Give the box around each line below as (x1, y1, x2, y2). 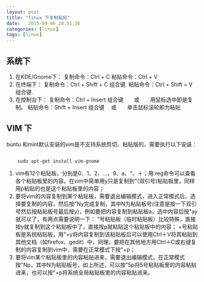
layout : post (6, 9, 40, 15)
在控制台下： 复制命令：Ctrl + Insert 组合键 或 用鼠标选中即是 (15, 96, 188, 103)
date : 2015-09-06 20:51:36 (6, 20, 81, 26)
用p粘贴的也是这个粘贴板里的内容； (15, 184, 105, 192)
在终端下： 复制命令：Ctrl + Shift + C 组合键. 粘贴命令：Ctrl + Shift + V (15, 81, 193, 88)
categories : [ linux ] (6, 26, 59, 32)
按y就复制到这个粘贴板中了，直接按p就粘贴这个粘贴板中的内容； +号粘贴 (15, 223, 199, 230)
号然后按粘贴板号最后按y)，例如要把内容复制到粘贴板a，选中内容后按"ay (15, 208, 198, 215)
